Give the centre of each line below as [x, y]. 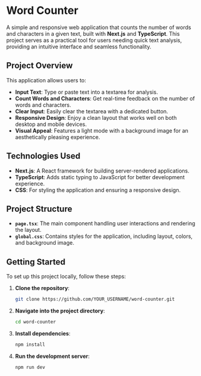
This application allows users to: [46, 80]
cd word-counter [35, 322]
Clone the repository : [42, 288]
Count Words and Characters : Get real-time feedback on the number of [105, 98]
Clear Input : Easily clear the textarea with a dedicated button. [91, 111]
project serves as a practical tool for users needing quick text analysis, [94, 40]
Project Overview [40, 66]
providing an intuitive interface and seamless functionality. [79, 47]
